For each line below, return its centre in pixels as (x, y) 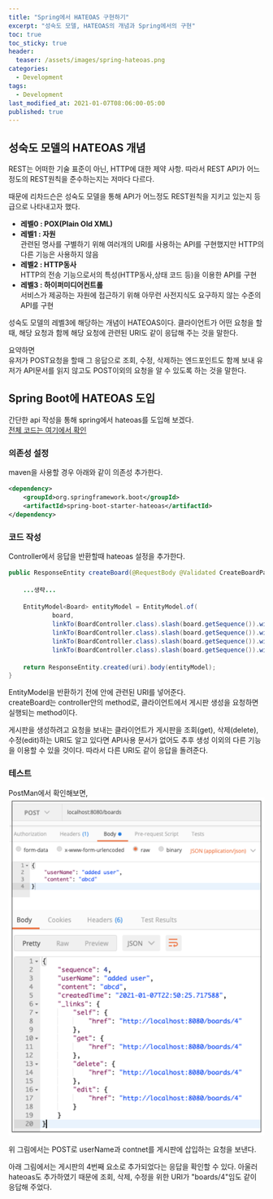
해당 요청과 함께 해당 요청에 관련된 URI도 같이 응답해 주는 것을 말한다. (129, 333)
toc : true (25, 34)
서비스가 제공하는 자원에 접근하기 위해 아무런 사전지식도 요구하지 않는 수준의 (141, 295)
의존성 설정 (29, 453)
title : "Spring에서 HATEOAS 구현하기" (69, 17)
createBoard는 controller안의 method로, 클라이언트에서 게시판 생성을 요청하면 (134, 703)
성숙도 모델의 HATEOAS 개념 (77, 148)
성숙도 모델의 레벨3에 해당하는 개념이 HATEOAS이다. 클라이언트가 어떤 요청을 (131, 323)
